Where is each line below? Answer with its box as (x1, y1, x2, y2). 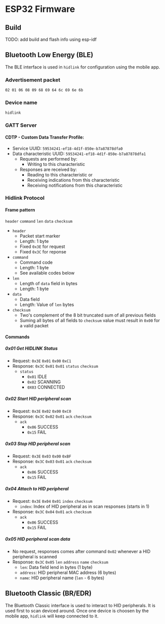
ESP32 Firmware (5, 3, 76, 15)
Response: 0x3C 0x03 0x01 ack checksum (12, 459, 92, 465)
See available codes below (19, 270, 75, 276)
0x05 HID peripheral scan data (5, 536, 71, 542)
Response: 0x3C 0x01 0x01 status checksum (12, 363, 98, 369)
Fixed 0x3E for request (19, 243, 66, 249)
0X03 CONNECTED (27, 384, 66, 390)
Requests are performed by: (19, 156, 78, 162)
